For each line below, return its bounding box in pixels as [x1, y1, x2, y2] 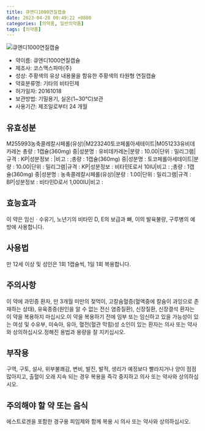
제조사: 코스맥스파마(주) [15, 64, 72, 72]
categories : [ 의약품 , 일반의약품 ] [6, 20, 84, 26]
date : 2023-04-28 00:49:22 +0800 [6, 15, 92, 21]
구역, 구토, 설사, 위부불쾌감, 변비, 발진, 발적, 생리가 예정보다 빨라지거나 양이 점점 [6, 365, 197, 373]
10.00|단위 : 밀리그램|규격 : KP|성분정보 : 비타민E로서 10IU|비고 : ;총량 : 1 [15, 163, 190, 171]
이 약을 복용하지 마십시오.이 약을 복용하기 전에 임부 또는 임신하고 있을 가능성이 [6, 313, 193, 320]
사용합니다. [17, 223, 45, 230]
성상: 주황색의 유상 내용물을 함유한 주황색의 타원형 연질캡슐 [15, 72, 156, 80]
